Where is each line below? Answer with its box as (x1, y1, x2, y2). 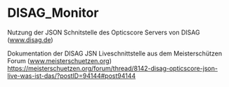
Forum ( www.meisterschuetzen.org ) (7, 56, 112, 65)
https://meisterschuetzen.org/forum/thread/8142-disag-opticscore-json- (7, 64, 218, 72)
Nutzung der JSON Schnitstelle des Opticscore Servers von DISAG (7, 28, 200, 36)
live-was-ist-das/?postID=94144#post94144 (7, 72, 136, 80)
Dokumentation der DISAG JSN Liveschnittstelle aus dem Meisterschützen (7, 49, 223, 58)
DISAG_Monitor (7, 5, 99, 21)
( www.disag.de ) (7, 35, 54, 43)
